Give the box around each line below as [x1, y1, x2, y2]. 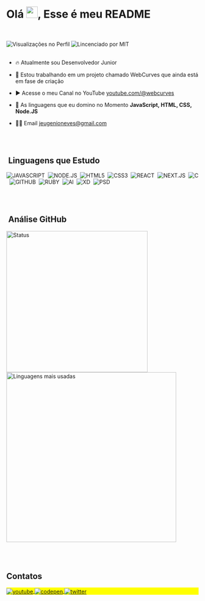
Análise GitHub [8, 214, 67, 225]
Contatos [6, 571, 43, 581]
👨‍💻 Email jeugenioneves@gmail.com [15, 119, 107, 126]
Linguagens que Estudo [8, 156, 100, 166]
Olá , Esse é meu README [6, 7, 151, 21]
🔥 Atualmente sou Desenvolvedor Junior [15, 59, 117, 66]
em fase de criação [15, 77, 64, 85]
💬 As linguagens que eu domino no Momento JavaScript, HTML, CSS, [15, 101, 192, 108]
